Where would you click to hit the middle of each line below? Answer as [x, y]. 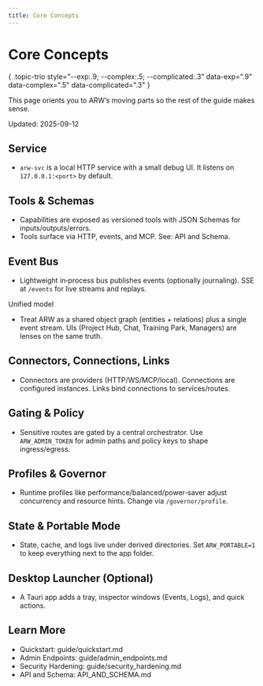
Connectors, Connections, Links [89, 361]
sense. [19, 108]
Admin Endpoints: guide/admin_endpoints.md [93, 658]
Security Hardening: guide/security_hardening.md [100, 666]
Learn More [37, 630]
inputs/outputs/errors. [55, 228]
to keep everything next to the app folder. [87, 553]
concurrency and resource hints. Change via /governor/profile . [124, 501]
